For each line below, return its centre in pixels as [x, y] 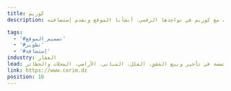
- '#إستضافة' [32, 51]
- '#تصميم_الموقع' [40, 38]
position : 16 [26, 77]
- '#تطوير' [29, 45]
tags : [15, 32]
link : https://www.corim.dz [47, 70]
